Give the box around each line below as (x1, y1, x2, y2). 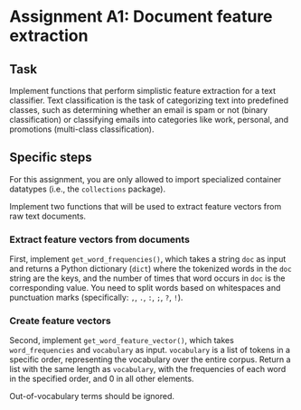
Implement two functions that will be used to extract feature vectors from (9, 200, 282, 211)
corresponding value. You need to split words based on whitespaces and (9, 283, 281, 294)
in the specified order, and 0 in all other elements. (9, 373, 194, 385)
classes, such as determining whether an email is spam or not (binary (9, 105, 268, 115)
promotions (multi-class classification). (9, 124, 155, 135)
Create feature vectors (9, 314, 111, 327)
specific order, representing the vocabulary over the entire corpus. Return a (9, 354, 291, 365)
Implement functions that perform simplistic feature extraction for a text (9, 86, 277, 96)
